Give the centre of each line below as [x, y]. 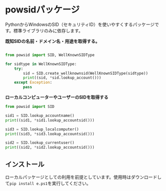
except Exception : [33, 83]
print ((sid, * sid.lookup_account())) [62, 78]
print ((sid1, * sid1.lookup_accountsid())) [50, 120]
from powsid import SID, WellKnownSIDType [50, 55]
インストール [25, 164]
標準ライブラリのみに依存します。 [48, 30]
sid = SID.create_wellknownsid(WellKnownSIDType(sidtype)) [86, 73]
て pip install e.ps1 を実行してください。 [48, 183]
